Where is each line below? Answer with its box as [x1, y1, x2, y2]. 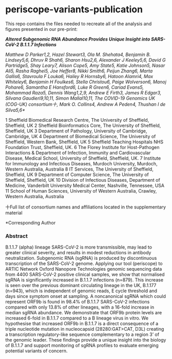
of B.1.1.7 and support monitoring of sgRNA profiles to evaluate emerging [5, 343, 159, 349]
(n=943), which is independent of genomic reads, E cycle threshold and [5, 288, 158, 294]
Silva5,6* [5, 107, 26, 113]
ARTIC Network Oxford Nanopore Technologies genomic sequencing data [5, 266, 162, 272]
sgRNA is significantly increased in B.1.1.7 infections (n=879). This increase [5, 277, 163, 283]
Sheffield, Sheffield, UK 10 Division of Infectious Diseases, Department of [5, 177, 160, 183]
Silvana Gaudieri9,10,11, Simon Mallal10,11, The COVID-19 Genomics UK [5, 95, 156, 101]
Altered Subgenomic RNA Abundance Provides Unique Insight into [5, 36, 150, 42]
